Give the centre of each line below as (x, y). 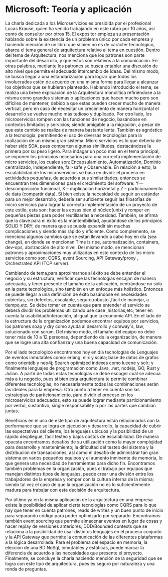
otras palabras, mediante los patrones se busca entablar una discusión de (81, 66)
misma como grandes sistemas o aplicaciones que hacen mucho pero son (82, 98)
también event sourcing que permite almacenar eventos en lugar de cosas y (84, 521)
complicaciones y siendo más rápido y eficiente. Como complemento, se (80, 231)
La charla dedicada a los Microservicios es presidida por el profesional (78, 23)
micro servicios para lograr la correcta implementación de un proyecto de (81, 204)
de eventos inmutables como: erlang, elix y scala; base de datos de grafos (82, 357)
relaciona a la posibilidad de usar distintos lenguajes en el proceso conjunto (83, 531)
